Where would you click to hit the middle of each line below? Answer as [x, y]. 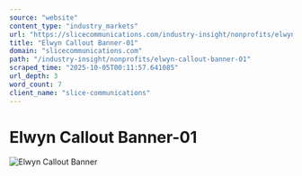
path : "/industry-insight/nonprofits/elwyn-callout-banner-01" [130, 59]
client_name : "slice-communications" [80, 92]
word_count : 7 [36, 84]
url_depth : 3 [34, 76]
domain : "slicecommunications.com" [76, 51]
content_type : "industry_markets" [74, 26]
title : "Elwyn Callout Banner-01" [74, 43]
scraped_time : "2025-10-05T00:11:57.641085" [94, 68]
